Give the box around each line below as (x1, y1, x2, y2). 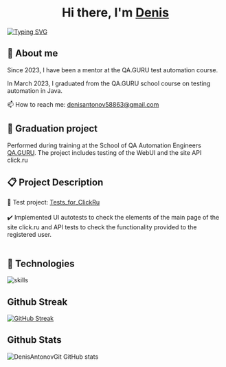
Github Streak (7, 296, 68, 308)
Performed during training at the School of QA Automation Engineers (7, 141, 201, 149)
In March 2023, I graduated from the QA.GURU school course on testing (7, 79, 211, 87)
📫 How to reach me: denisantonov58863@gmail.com (7, 100, 159, 108)
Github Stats (7, 334, 62, 346)
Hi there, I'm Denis (61, 5, 170, 21)
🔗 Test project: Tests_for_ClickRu (7, 198, 100, 207)
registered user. (7, 231, 52, 239)
